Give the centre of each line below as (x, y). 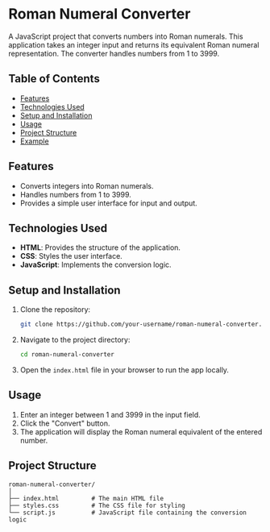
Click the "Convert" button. (65, 423)
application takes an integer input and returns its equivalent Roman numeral (134, 44)
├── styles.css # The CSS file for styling (97, 505)
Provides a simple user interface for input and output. (108, 203)
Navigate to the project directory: (75, 340)
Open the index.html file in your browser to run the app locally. (125, 370)
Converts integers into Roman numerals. (87, 185)
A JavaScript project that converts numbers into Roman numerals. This (126, 36)
